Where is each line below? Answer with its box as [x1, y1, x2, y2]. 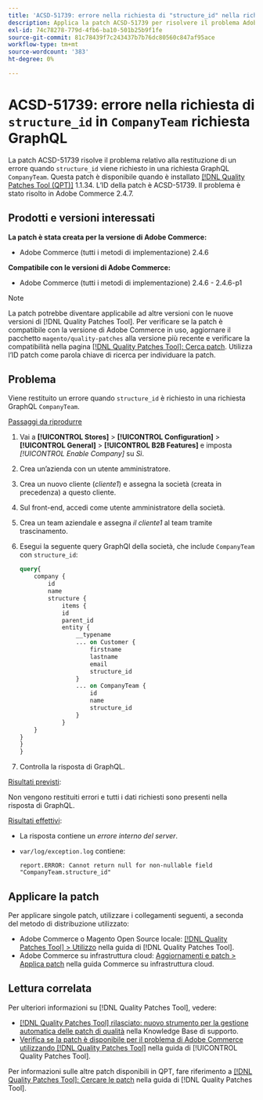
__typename [75, 631, 111, 639]
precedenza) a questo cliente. [19, 488, 117, 497]
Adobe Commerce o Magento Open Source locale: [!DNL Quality [19, 934, 228, 943]
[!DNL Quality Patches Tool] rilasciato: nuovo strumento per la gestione [19, 1018, 249, 1027]
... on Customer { [75, 638, 136, 646]
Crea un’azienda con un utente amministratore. [19, 464, 171, 473]
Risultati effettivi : [8, 816, 63, 825]
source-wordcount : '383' [8, 48, 89, 56]
